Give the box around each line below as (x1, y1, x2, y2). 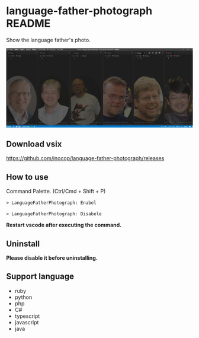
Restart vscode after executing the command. (6, 221, 122, 229)
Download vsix (6, 139, 62, 149)
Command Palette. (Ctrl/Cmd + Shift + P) (6, 188, 106, 195)
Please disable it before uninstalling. (6, 254, 98, 262)
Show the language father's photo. (6, 36, 91, 43)
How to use (6, 172, 49, 182)
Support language (6, 272, 75, 282)
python (14, 294, 33, 301)
